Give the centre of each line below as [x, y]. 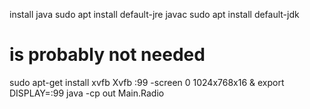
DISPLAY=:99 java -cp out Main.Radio [87, 93]
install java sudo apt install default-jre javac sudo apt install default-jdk [154, 14]
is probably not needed [107, 55]
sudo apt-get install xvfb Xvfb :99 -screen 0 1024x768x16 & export [147, 82]
